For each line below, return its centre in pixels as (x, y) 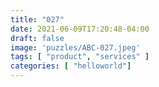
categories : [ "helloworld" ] (71, 66)
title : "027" (37, 19)
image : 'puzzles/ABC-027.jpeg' (75, 47)
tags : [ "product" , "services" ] (80, 57)
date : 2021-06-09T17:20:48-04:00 (80, 29)
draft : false (37, 38)
